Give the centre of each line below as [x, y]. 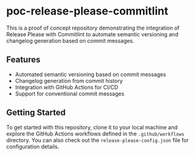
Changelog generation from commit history [69, 80]
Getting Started [36, 113]
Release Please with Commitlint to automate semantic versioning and [92, 34]
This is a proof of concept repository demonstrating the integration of [93, 28]
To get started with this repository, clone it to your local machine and [92, 127]
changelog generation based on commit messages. [70, 41]
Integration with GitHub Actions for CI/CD [67, 87]
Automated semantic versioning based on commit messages [91, 74]
